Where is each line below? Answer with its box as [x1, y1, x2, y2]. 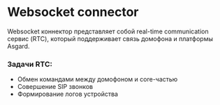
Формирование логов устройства [17, 90, 119, 98]
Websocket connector [7, 4, 139, 20]
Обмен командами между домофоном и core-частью [17, 75, 178, 83]
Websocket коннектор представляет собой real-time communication [7, 27, 209, 35]
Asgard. [7, 42, 30, 50]
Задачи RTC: [7, 59, 52, 69]
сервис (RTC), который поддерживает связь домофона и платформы [7, 34, 214, 42]
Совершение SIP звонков [17, 83, 94, 91]
